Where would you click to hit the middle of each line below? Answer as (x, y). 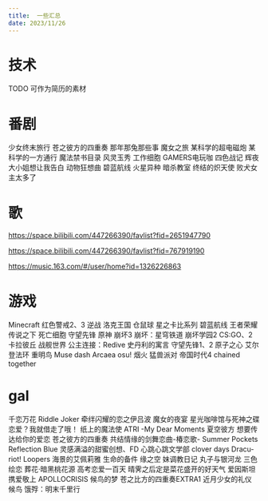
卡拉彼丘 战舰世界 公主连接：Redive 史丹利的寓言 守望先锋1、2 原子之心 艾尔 (134, 345)
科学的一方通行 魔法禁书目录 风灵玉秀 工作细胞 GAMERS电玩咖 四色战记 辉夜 (134, 157)
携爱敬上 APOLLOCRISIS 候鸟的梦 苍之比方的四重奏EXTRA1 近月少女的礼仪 (130, 479)
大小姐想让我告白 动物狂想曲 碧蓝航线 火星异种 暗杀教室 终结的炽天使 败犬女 (133, 168)
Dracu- (242, 449)
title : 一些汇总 (35, 16)
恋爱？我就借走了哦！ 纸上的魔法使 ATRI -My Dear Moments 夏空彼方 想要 (130, 429)
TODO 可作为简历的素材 (47, 89)
